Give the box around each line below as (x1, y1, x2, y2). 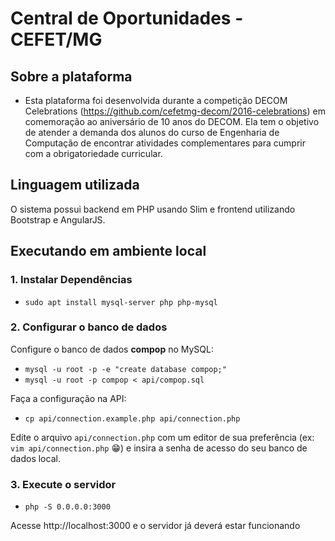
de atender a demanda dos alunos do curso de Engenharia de (24, 127, 280, 138)
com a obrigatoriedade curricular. (24, 148, 163, 159)
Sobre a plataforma (10, 68, 133, 85)
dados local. (10, 452, 61, 464)
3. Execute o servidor (10, 477, 117, 491)
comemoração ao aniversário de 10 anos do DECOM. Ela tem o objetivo (24, 116, 320, 127)
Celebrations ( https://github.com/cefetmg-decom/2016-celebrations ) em (24, 105, 326, 117)
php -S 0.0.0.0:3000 (24, 502, 111, 512)
